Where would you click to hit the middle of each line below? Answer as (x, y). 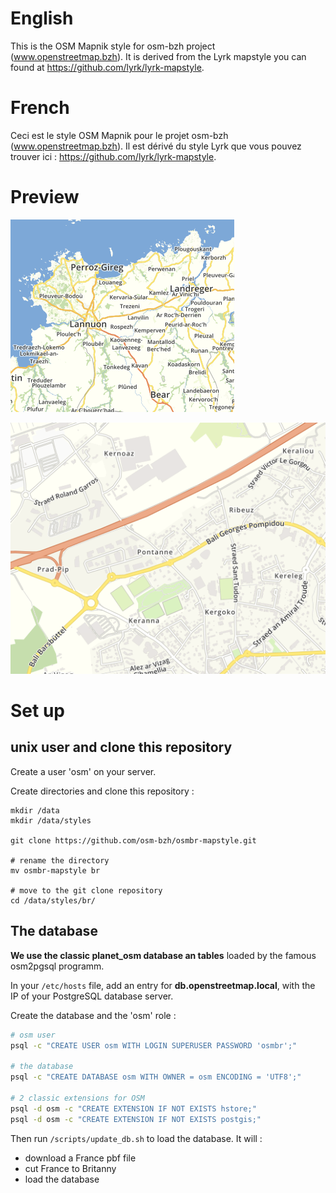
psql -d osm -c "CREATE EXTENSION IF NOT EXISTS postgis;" (136, 1119)
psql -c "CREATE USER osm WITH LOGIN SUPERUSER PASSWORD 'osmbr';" (154, 1045)
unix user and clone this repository (121, 747)
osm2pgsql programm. (57, 966)
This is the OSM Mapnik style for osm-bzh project (113, 46)
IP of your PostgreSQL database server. (92, 996)
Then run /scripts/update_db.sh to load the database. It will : (136, 1138)
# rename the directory (60, 860)
